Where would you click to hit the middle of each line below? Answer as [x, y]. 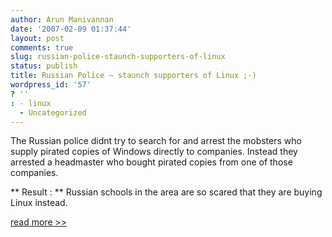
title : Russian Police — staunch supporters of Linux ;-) [133, 76]
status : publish [44, 66]
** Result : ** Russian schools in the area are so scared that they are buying [166, 192]
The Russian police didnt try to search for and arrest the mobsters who [156, 141]
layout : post [37, 38]
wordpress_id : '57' [51, 85]
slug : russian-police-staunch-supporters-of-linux [118, 57]
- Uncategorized [53, 112]
